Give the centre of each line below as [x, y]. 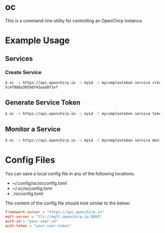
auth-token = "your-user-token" [38, 226]
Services [19, 59]
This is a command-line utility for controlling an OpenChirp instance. [74, 21]
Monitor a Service [33, 129]
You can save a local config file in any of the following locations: [70, 174]
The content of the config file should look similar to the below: [68, 203]
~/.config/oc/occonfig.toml [40, 183]
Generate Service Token [43, 102]
